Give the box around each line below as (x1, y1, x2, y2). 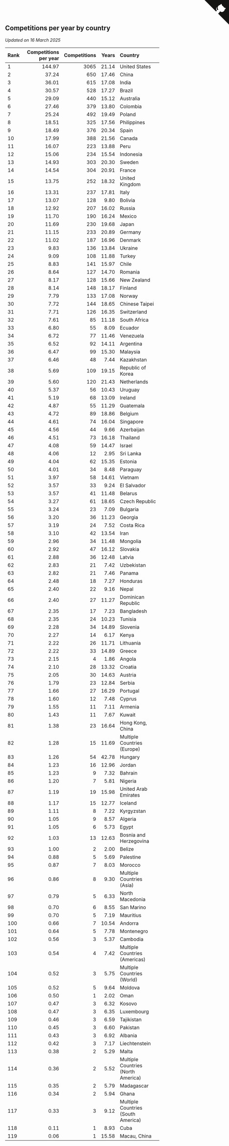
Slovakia (119, 546, 139, 552)
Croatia (119, 663, 137, 670)
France (119, 167, 136, 174)
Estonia (119, 458, 137, 465)
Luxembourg (119, 1008, 149, 1015)
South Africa (119, 316, 149, 323)
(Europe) (119, 746, 140, 753)
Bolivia (119, 197, 136, 204)
